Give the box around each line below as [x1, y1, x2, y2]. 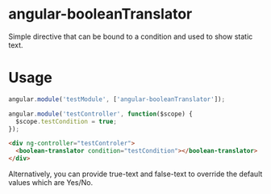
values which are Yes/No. [8, 178, 94, 187]
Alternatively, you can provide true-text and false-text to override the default [8, 169, 263, 179]
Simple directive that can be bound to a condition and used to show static [8, 32, 253, 41]
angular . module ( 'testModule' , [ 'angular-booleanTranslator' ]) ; [8, 95, 226, 103]
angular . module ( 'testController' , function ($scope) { [8, 110, 194, 118]
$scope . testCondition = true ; [15, 117, 117, 125]
